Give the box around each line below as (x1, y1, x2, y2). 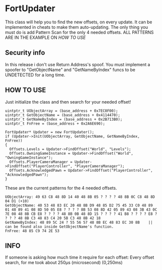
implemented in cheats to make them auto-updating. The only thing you (5, 24, 148, 30)
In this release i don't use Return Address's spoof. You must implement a (5, 61, 150, 67)
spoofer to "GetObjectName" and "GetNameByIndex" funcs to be (5, 67, 136, 72)
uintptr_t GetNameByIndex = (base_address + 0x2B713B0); (5, 117, 123, 122)
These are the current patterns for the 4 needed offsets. (5, 185, 117, 191)
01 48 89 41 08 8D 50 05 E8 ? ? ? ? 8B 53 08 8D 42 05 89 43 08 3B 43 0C (5, 207, 158, 212)
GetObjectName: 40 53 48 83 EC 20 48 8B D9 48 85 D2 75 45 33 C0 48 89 (5, 203, 153, 208)
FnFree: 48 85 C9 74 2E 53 (5, 228, 60, 234)
